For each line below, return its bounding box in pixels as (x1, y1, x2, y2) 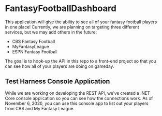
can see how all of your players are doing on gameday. (5, 63, 115, 69)
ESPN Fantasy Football (12, 49, 58, 55)
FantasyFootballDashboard (5, 3, 117, 14)
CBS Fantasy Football (12, 38, 55, 44)
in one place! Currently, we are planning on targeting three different (5, 24, 139, 29)
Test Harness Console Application (5, 77, 110, 86)
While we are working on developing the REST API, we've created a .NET (5, 90, 150, 96)
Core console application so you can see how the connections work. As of (5, 95, 153, 101)
